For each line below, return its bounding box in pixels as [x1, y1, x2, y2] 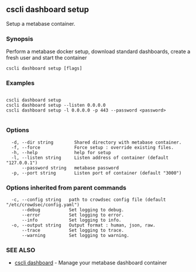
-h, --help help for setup [11, 149, 111, 155]
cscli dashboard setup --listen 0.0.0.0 [6, 102, 106, 109]
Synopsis [6, 34, 33, 43]
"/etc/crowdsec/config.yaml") [6, 202, 80, 208]
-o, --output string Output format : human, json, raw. [11, 222, 156, 228]
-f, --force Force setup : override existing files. [11, 144, 174, 151]
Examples [6, 79, 35, 87]
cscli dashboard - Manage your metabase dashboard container [14, 259, 167, 266]
